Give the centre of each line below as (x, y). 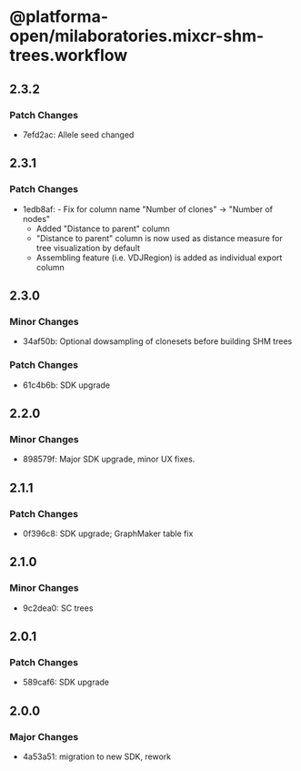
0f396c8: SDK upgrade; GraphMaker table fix (108, 533)
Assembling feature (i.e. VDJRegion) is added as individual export (159, 258)
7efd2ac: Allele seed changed (78, 135)
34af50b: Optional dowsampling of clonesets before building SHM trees (157, 341)
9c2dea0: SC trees (58, 608)
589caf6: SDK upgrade (66, 682)
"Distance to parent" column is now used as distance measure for (160, 238)
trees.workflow (69, 56)
